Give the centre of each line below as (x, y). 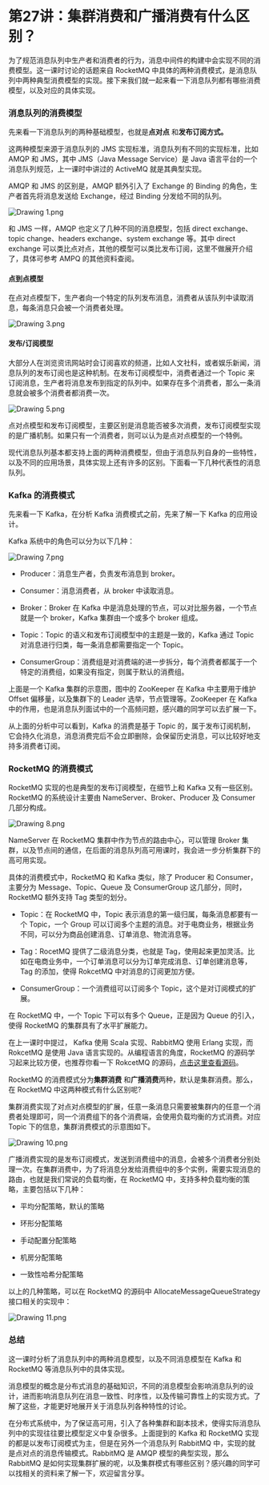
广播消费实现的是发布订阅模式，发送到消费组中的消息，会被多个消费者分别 (131, 1160)
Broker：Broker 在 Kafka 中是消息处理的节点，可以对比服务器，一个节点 (139, 607)
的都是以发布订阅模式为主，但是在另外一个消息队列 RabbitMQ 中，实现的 (128, 1443)
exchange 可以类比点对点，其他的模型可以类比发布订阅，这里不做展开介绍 (131, 248)
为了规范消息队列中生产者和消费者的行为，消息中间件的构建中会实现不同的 (131, 60)
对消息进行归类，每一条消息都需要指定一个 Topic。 (104, 644)
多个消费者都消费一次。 (74, 393)
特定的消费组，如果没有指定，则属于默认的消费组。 (104, 672)
